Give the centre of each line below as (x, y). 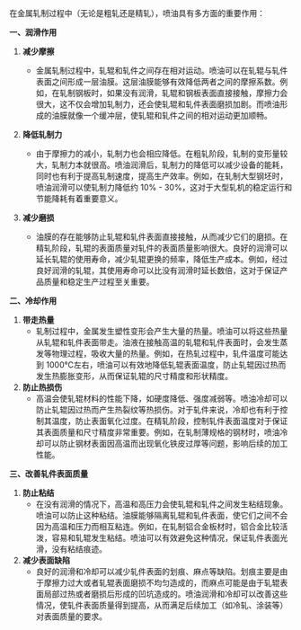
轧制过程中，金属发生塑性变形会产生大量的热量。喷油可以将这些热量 (162, 331)
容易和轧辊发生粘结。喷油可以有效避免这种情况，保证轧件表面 (166, 538)
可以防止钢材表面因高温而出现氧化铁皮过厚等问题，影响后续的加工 (166, 444)
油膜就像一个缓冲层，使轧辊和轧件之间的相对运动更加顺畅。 (162, 115)
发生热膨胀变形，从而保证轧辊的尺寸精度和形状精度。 (134, 376)
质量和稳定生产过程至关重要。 (99, 282)
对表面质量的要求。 (71, 617)
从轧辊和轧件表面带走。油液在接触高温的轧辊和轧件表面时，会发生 (158, 342)
